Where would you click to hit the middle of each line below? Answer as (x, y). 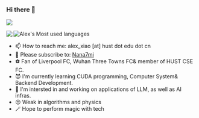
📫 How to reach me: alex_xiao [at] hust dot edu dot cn (83, 46)
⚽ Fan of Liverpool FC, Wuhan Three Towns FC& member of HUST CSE (104, 61)
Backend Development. (44, 83)
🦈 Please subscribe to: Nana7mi (55, 55)
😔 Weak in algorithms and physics (58, 102)
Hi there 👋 (21, 10)
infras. (23, 96)
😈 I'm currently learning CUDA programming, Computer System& (96, 76)
